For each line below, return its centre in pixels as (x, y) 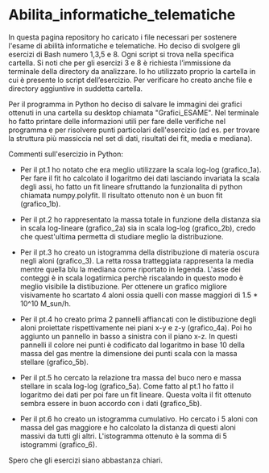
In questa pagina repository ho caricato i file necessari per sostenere (123, 37)
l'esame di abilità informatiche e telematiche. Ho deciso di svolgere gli (124, 45)
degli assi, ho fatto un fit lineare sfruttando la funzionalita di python (131, 186)
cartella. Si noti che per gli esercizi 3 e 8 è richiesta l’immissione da (120, 63)
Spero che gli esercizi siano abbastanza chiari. (86, 460)
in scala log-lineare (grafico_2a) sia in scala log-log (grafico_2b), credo (138, 228)
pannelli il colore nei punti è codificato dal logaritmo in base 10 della (132, 345)
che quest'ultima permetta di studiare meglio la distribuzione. (122, 236)
